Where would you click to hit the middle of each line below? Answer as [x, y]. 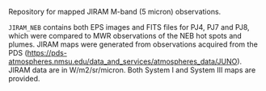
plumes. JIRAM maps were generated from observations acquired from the [133, 44]
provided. [24, 79]
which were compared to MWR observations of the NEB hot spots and [125, 36]
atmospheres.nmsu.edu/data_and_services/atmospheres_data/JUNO [123, 61]
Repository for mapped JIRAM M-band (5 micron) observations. [115, 12]
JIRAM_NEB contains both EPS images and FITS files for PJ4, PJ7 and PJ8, [129, 27]
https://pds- [47, 53]
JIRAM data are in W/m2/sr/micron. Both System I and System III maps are [132, 70]
